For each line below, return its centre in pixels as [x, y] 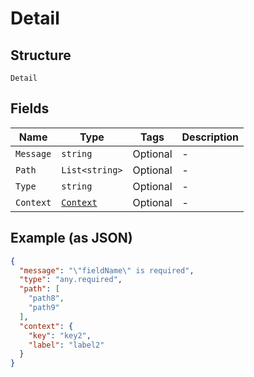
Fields [30, 108]
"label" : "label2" [66, 345]
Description [210, 137]
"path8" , [46, 298]
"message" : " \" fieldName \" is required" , [107, 270]
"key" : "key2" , [60, 335]
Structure [41, 55]
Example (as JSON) [71, 238]
